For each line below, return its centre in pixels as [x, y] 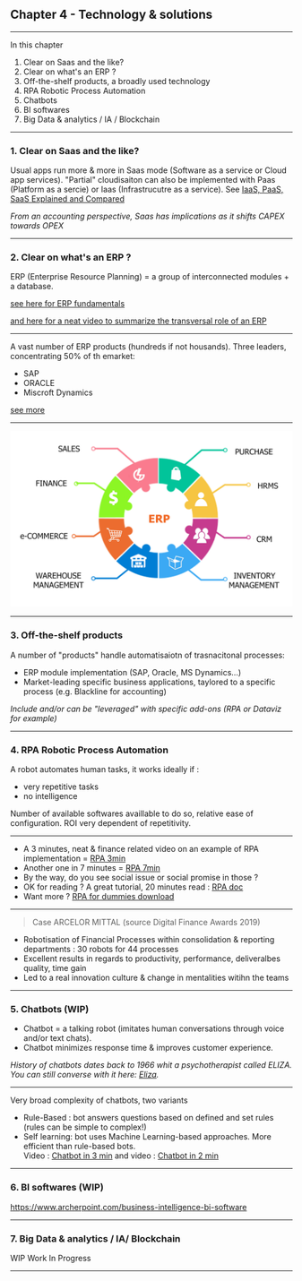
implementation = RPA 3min [74, 858]
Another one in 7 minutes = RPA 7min [91, 868]
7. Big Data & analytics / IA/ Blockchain [95, 1238]
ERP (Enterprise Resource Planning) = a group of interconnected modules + [150, 277]
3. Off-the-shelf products [67, 635]
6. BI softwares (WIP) [57, 1188]
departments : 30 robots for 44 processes [101, 950]
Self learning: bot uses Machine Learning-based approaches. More [147, 1137]
